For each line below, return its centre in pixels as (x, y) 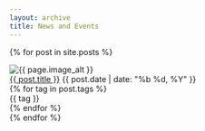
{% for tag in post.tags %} (58, 89)
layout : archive (40, 18)
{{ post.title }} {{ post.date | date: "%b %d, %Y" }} (103, 79)
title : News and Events (54, 26)
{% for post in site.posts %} (61, 51)
